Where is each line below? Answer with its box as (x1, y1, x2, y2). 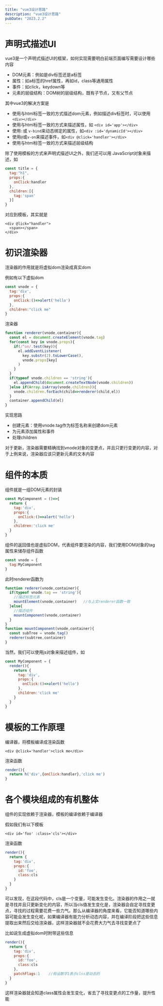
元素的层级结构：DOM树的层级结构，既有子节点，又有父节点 (12, 90, 133, 96)
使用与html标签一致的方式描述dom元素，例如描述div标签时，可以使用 (12, 111, 151, 116)
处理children (12, 435, 37, 441)
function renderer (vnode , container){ (5, 330, 81, 335)
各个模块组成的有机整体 (5, 794, 99, 806)
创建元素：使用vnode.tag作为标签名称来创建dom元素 (12, 423, 118, 429)
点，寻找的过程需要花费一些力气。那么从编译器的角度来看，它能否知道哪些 (5, 907, 154, 913)
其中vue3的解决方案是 (5, 100, 49, 106)
